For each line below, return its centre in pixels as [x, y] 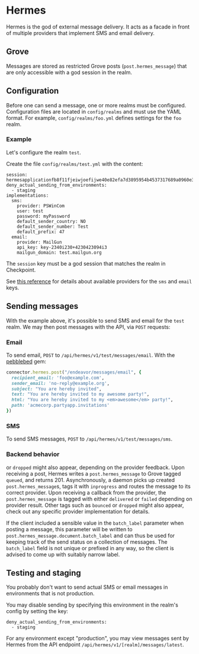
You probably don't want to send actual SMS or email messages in [87, 587]
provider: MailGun [39, 242]
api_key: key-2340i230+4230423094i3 [62, 247]
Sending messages [42, 306]
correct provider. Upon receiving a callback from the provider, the [86, 492]
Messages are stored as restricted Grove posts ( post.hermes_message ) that [97, 66]
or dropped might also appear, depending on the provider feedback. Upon [95, 467]
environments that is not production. [50, 594]
